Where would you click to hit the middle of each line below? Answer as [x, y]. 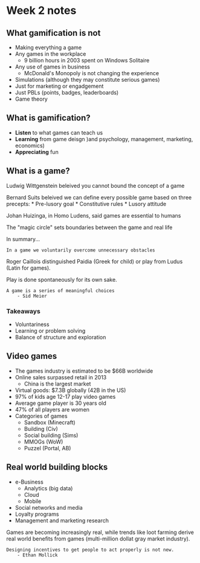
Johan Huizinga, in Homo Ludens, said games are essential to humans [94, 215]
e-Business [29, 482]
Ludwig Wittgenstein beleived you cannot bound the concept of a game [95, 185]
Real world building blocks [57, 467]
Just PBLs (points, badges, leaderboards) [67, 92]
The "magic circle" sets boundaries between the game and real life [89, 227]
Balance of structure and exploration [60, 337]
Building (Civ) [41, 428]
